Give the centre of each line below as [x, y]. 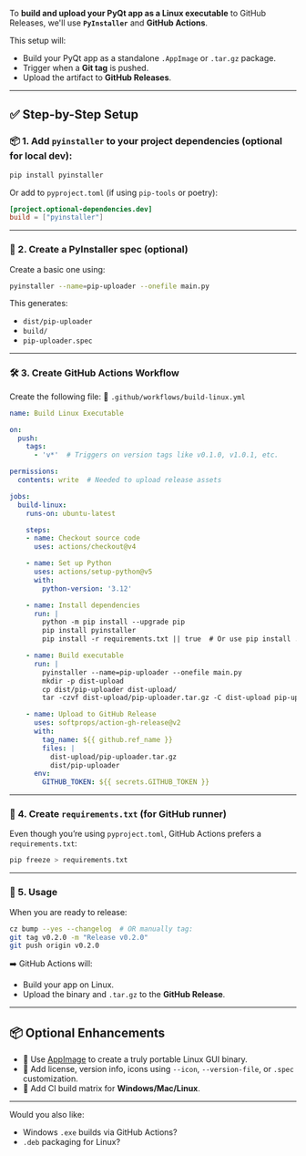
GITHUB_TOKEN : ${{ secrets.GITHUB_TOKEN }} [126, 782]
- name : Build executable [75, 655]
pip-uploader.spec [57, 341]
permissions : [34, 472]
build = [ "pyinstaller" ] [56, 218]
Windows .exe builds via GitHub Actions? [100, 1132]
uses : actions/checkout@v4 [85, 547]
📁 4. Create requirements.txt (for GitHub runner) [118, 814]
